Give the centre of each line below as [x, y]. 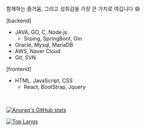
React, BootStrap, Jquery [55, 87]
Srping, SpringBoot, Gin [53, 38]
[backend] [19, 21]
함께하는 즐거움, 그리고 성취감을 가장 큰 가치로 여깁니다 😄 [73, 9]
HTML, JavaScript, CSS [44, 80]
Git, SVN [25, 57]
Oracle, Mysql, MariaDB [44, 45]
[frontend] [19, 69]
